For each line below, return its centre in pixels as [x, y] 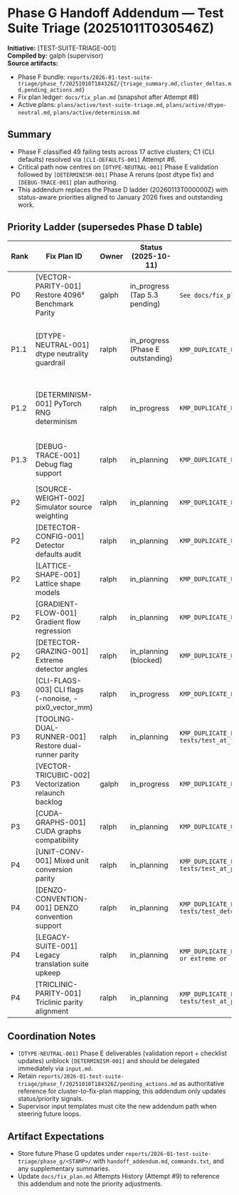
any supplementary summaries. [64, 1169]
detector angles [62, 669]
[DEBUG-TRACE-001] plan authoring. [68, 182]
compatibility [57, 840]
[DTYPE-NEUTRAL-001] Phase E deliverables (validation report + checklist [122, 1053]
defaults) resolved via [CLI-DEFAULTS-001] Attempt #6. [97, 159]
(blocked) [146, 660]
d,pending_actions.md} [51, 90]
